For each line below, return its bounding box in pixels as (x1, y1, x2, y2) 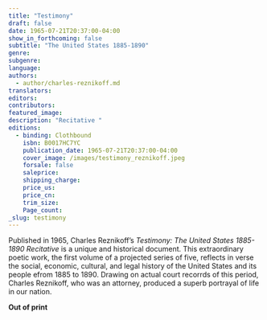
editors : (8, 94, 38, 102)
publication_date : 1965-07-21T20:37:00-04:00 (23, 146, 179, 154)
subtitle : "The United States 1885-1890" (8, 42, 150, 50)
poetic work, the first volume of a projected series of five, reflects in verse (8, 252, 255, 262)
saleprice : (23, 169, 60, 177)
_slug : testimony (8, 214, 67, 222)
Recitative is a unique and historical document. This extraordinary (26, 244, 244, 254)
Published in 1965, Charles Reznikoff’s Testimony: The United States (8, 236, 235, 245)
